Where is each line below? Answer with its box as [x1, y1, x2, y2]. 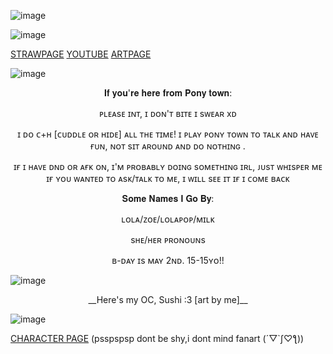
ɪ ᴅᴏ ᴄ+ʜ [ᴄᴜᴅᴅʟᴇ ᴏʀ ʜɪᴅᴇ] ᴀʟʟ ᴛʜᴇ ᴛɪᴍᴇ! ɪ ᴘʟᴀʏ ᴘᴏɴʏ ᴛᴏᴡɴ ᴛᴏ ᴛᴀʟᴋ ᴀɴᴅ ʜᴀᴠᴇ [17, 128, 319, 140]
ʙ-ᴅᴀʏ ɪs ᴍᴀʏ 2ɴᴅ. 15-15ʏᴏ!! [111, 255, 225, 266]
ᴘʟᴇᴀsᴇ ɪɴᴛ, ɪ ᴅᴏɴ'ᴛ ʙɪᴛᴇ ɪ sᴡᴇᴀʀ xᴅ [99, 108, 237, 119]
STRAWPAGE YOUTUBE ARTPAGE [10, 48, 152, 60]
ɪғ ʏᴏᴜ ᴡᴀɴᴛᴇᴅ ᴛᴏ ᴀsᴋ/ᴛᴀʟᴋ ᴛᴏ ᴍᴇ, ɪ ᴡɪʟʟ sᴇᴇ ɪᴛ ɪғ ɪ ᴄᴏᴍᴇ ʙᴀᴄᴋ [46, 173, 290, 184]
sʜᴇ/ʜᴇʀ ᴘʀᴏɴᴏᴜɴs [130, 234, 206, 245]
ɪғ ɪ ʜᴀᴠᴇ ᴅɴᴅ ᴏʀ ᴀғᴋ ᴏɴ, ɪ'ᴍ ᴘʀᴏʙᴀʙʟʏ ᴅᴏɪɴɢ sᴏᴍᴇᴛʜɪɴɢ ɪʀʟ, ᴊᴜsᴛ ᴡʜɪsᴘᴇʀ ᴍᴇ [13, 161, 323, 172]
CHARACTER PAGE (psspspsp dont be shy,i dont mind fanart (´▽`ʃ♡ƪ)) [10, 333, 305, 344]
